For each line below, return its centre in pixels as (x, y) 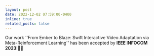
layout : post (19, 10)
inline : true (19, 19)
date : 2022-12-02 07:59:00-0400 (38, 14)
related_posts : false (27, 24)
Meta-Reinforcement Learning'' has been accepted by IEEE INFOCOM (77, 43)
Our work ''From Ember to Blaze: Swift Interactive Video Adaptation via (77, 38)
